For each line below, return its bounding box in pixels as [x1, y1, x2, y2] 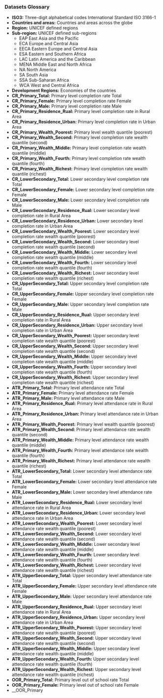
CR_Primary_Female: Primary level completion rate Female [11, 98, 132, 104]
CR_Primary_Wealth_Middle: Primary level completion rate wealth [11, 145, 146, 151]
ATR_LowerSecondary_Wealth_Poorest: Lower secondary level [11, 520, 142, 526]
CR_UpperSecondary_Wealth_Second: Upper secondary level [11, 343, 139, 349]
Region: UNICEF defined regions [11, 25, 78, 31]
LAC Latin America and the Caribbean [19, 56, 96, 62]
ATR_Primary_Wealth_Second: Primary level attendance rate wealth [11, 427, 151, 432]
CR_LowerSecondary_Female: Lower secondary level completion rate [11, 187, 154, 192]
